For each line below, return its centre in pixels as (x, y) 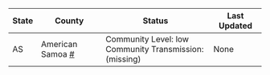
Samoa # (57, 54)
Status (155, 21)
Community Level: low (147, 39)
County (70, 21)
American (59, 44)
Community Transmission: (155, 49)
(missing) (123, 59)
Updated (235, 26)
